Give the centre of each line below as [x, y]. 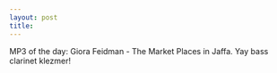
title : [22, 26]
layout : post [34, 17]
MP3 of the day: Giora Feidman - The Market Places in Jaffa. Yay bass [139, 51]
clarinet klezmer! [40, 61]
